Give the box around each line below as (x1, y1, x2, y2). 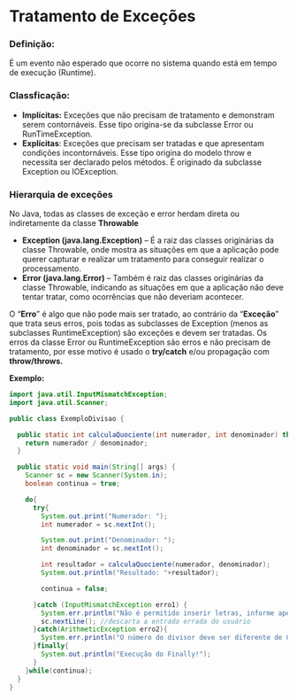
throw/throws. (9, 356, 64, 367)
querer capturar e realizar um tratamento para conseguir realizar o (21, 254, 264, 265)
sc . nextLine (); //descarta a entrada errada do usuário (41, 617, 251, 626)
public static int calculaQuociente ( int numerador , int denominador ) (17, 430, 278, 439)
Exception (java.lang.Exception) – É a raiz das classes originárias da (21, 235, 274, 245)
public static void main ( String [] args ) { (17, 463, 176, 471)
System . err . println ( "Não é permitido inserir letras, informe (41, 609, 275, 618)
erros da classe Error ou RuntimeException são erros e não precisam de (9, 337, 271, 347)
